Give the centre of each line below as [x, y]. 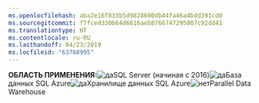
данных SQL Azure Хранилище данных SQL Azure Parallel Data [130, 83]
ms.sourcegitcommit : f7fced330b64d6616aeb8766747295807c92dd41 [116, 23]
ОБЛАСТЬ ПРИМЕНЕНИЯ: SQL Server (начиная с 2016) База [125, 75]
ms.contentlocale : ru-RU [49, 38]
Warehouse [27, 92]
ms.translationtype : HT [48, 30]
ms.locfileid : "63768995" [51, 52]
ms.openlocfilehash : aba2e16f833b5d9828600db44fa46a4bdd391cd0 [116, 15]
